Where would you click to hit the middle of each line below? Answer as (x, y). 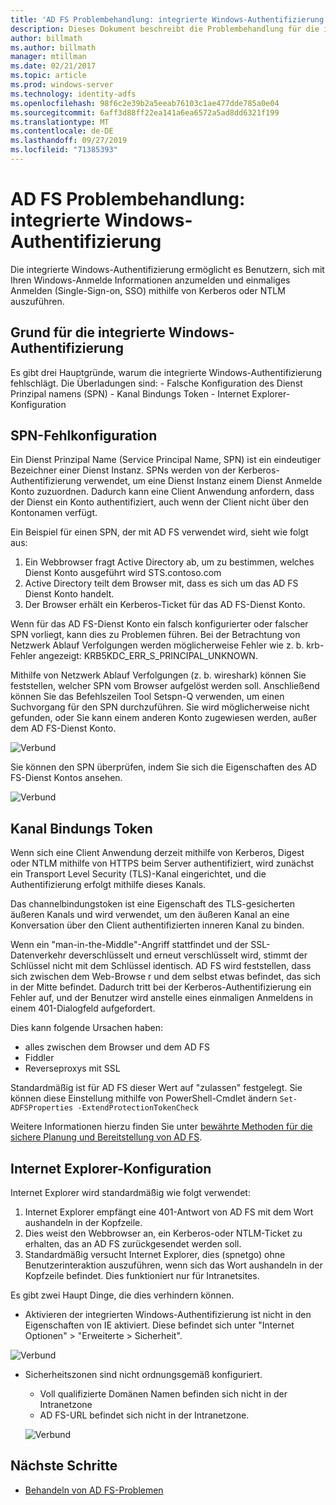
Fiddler (39, 1058)
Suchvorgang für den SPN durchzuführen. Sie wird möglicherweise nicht (160, 707)
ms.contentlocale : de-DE (62, 131)
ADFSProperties (42, 1108)
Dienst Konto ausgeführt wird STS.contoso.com (123, 573)
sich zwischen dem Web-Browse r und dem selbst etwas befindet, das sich (165, 977)
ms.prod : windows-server (62, 85)
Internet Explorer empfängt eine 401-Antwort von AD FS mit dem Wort (169, 1212)
